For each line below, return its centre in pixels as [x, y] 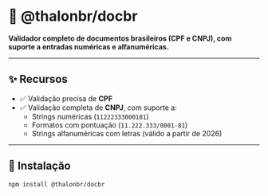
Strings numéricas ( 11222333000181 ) [90, 116]
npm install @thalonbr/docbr [57, 184]
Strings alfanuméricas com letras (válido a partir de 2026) [127, 133]
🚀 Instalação [39, 166]
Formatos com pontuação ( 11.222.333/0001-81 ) [110, 125]
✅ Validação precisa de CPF [66, 98]
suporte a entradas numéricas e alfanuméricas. [89, 46]
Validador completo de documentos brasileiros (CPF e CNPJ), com [120, 38]
